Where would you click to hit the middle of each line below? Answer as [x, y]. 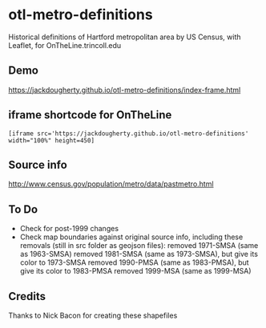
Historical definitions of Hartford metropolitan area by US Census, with [125, 37]
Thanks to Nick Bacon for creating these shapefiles [93, 315]
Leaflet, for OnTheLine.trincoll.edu [65, 45]
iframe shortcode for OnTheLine [90, 115]
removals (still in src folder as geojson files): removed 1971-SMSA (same [139, 246]
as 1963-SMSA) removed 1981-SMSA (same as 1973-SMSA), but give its [139, 254]
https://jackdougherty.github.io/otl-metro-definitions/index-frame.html [125, 90]
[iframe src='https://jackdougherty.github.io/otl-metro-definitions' [129, 134]
